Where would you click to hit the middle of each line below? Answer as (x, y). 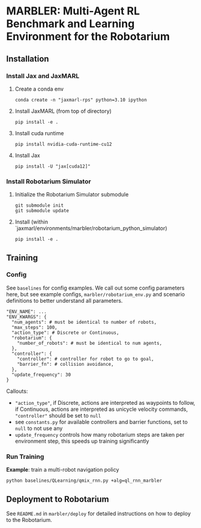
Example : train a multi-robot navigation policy (63, 470)
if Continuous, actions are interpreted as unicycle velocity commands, (101, 409)
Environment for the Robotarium (88, 37)
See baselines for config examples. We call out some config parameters (95, 288)
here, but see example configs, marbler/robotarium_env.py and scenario (95, 294)
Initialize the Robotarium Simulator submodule (72, 195)
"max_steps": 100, (35, 327)
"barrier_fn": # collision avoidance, (65, 364)
